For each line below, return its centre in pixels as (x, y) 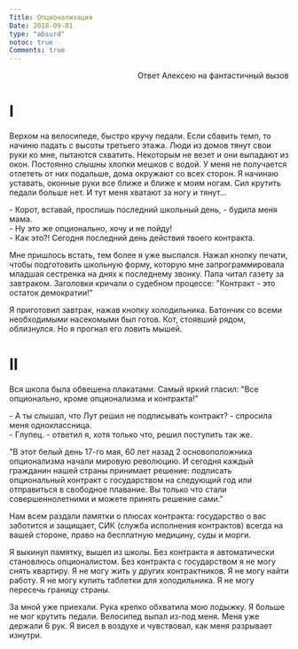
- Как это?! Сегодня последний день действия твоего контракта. (132, 238)
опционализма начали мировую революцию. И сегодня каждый (132, 461)
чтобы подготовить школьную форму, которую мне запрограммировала (147, 265)
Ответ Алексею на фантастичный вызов (213, 75)
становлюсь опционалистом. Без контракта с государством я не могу (143, 561)
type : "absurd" (37, 34)
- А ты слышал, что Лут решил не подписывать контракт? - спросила (141, 416)
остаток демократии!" (51, 293)
